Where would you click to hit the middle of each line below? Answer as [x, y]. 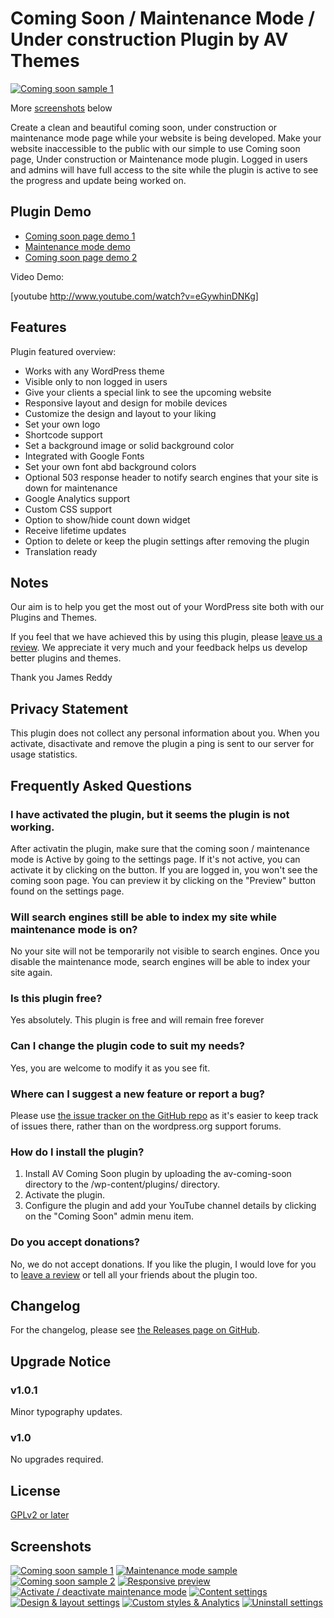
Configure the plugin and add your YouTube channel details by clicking [170, 1206]
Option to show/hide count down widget [107, 519]
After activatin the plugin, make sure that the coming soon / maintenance [160, 848]
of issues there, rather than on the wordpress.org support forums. [146, 1126]
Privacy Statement [69, 708]
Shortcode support [63, 434]
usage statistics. [44, 754]
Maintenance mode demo [77, 246]
